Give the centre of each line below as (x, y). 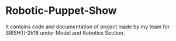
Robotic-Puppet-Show (61, 11)
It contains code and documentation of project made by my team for (88, 27)
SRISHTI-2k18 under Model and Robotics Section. (65, 32)
